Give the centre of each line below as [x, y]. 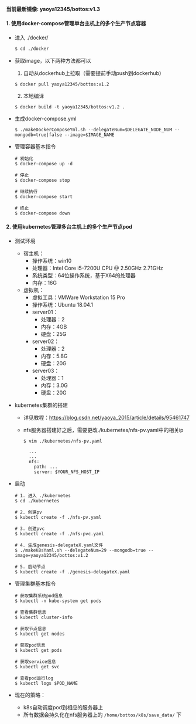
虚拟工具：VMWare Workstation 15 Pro [79, 297]
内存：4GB [54, 327]
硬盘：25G [54, 334]
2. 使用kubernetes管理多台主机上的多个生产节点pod [69, 227]
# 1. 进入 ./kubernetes [43, 495]
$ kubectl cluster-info [44, 617]
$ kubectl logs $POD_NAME [46, 683]
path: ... [46, 467]
